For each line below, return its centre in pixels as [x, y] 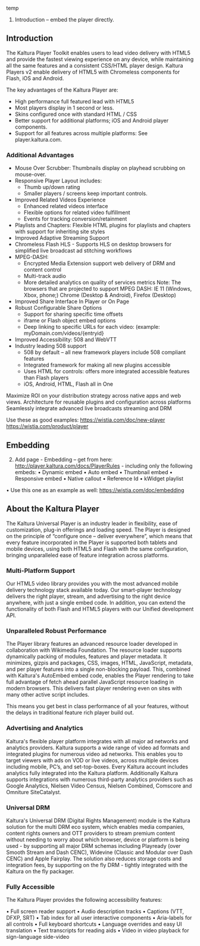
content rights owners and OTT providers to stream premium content [91, 833]
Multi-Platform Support [41, 570]
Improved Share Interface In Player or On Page [72, 301]
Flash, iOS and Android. [35, 78]
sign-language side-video [38, 937]
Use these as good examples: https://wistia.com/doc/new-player [86, 420]
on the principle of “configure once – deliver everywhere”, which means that [99, 536]
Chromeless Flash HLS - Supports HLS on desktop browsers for [93, 245]
